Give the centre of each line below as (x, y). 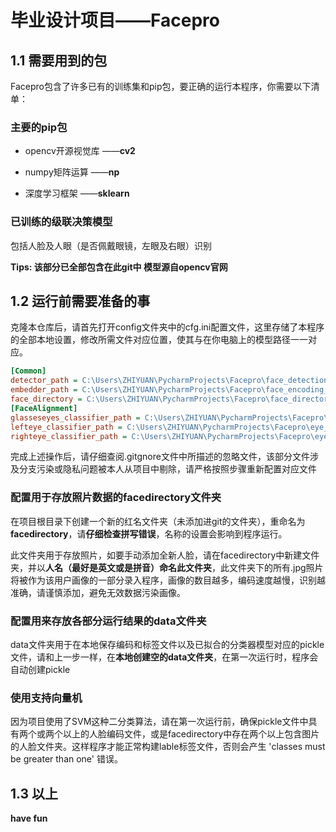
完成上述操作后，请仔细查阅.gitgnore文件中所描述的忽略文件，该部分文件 (160, 457)
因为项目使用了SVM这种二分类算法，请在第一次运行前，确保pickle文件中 (159, 722)
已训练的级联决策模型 (61, 222)
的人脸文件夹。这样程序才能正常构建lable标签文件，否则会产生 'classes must (168, 747)
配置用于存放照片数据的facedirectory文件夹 (116, 498)
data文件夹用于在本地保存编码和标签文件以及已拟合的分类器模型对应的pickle (167, 644)
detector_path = (44, 381)
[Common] (28, 371)
